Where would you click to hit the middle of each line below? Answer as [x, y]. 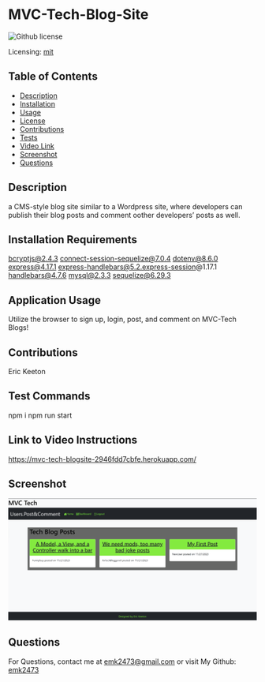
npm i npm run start [40, 415]
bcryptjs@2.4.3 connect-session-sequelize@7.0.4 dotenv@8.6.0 [113, 259]
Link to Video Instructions [73, 440]
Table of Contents [53, 77]
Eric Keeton [27, 371]
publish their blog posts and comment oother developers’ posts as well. [124, 215]
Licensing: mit [31, 51]
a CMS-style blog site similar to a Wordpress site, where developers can [125, 206]
